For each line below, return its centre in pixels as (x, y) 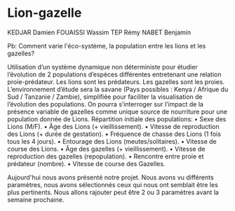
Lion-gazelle (45, 13)
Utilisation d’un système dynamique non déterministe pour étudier (102, 67)
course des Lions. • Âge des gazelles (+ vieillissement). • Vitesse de (106, 149)
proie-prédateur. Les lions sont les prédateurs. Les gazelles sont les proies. (116, 81)
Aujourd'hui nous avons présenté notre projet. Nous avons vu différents (110, 177)
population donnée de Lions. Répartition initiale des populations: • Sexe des (117, 119)
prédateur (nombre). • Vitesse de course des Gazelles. (86, 163)
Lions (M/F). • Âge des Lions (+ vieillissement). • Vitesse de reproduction (113, 126)
